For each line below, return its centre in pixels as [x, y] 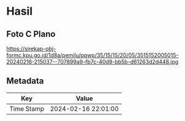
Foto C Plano [31, 34]
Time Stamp [27, 109]
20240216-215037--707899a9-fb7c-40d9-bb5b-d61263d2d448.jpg [92, 62]
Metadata [25, 81]
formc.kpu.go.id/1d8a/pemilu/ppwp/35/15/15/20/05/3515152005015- [92, 55]
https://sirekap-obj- [31, 49]
